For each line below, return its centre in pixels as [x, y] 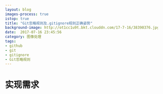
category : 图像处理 [23, 37]
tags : [10, 41]
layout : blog [18, 9]
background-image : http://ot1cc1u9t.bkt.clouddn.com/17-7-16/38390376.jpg [82, 28]
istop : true [17, 19]
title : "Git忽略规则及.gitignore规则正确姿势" [49, 23]
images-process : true [27, 14]
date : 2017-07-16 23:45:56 [33, 32]
